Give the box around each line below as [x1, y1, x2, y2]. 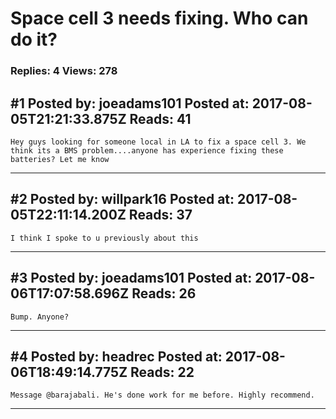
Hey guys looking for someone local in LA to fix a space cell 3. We [10, 137, 307, 147]
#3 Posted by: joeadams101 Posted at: [10, 270, 253, 287]
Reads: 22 [130, 363, 195, 381]
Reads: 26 [131, 285, 197, 302]
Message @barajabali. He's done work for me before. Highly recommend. [10, 390, 315, 401]
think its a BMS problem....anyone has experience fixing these [10, 145, 284, 156]
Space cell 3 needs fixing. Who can [10, 7, 309, 30]
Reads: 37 [128, 207, 193, 224]
